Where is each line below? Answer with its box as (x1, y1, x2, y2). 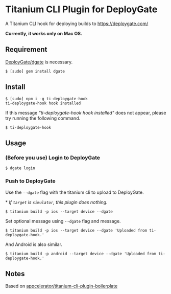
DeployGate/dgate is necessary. (5, 59, 73, 65)
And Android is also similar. (5, 241, 63, 247)
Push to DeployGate (5, 177, 56, 185)
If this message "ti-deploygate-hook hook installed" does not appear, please (5, 109, 166, 116)
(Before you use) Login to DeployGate (5, 154, 101, 161)
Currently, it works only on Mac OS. (5, 30, 83, 36)
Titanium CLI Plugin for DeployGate (5, 4, 158, 15)
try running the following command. (5, 115, 81, 121)
